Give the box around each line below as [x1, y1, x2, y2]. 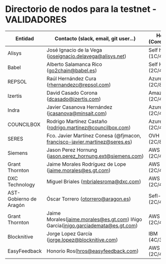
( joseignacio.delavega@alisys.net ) [46, 53, 126, 60]
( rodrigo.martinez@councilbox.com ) [46, 124, 131, 131]
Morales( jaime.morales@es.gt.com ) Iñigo [46, 216, 142, 223]
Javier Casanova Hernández [46, 103, 113, 110]
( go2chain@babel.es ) [46, 67, 97, 74]
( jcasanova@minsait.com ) [46, 110, 107, 117]
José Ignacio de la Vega [46, 46, 102, 53]
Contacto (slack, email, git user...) [54, 35, 136, 42]
